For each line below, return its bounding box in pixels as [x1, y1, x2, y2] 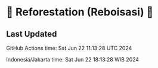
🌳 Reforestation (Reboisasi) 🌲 [6, 5, 154, 19]
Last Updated [6, 29, 57, 39]
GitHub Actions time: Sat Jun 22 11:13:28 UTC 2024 [6, 44, 132, 51]
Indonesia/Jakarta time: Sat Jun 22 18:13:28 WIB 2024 [6, 56, 140, 63]
